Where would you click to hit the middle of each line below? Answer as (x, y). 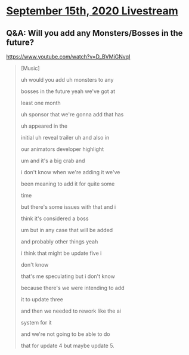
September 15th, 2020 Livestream (92, 11)
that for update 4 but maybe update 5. (67, 345)
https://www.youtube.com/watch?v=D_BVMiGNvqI (68, 57)
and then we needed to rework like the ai (71, 311)
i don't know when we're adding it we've (70, 172)
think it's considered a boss (55, 218)
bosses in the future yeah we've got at (68, 91)
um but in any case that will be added (67, 230)
